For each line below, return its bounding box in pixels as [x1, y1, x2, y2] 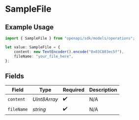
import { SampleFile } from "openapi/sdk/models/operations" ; [5, 36, 135, 41]
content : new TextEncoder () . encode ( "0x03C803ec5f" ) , [14, 49, 124, 54]
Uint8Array [32, 96, 58, 102]
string [32, 106, 46, 113]
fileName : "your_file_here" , [14, 54, 74, 59]
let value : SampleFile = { [5, 45, 60, 49]
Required [63, 87, 84, 94]
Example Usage [5, 23, 54, 31]
